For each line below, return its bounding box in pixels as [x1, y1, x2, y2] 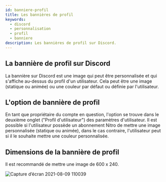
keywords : [5, 17, 26, 22]
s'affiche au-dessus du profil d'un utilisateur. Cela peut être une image [5, 78, 152, 84]
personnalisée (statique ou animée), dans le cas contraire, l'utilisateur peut [5, 128, 161, 134]
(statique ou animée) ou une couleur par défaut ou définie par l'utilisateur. [5, 83, 159, 89]
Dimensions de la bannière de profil [5, 148, 119, 156]
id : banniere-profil [5, 7, 49, 13]
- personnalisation [10, 26, 51, 31]
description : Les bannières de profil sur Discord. [5, 41, 116, 46]
